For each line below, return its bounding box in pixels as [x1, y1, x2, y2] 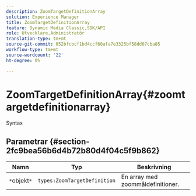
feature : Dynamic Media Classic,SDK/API [6, 25, 106, 31]
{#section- [49, 136, 90, 146]
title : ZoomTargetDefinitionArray [6, 19, 90, 25]
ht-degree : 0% [6, 57, 41, 63]
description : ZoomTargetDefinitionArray [6, 8, 106, 15]
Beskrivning [136, 163, 171, 171]
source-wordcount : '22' [6, 52, 64, 58]
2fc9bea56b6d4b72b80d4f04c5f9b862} [6, 146, 160, 156]
